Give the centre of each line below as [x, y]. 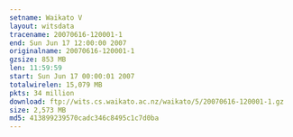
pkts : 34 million [42, 93]
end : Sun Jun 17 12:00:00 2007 [68, 43]
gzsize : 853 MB [38, 59]
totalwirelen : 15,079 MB [56, 85]
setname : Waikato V [46, 18]
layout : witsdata [42, 26]
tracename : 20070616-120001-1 [66, 34]
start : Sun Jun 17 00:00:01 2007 [72, 77]
